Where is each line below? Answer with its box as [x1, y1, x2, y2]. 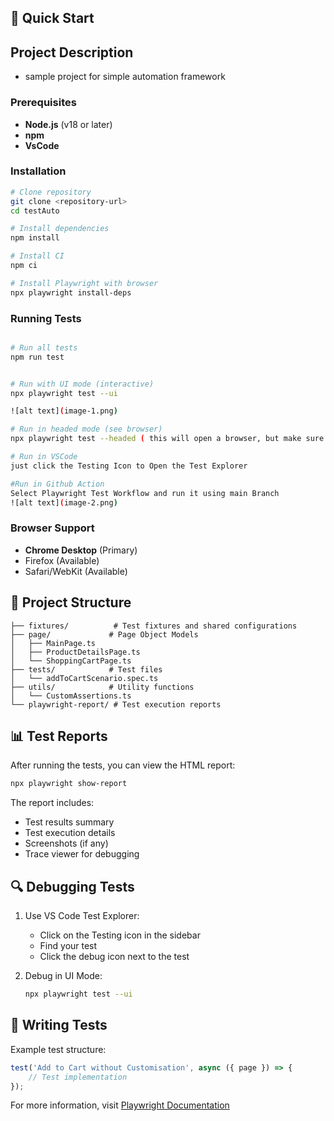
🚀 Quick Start [10, 10, 95, 27]
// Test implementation [28, 1072, 128, 1082]
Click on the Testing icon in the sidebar [39, 929, 201, 941]
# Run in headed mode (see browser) [10, 424, 163, 435]
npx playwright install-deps [10, 287, 132, 298]
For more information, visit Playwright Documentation [10, 1099, 230, 1111]
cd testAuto [10, 206, 60, 216]
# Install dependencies [10, 224, 110, 234]
